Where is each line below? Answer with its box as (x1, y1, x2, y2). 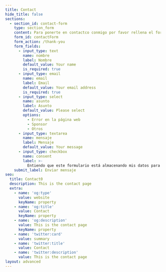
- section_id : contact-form (9, 21, 68, 26)
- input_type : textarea (18, 131, 68, 136)
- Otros (27, 126, 43, 131)
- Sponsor (27, 122, 48, 127)
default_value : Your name (23, 62, 77, 67)
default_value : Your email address (23, 85, 96, 90)
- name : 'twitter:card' (14, 232, 63, 237)
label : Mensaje (23, 140, 54, 145)
